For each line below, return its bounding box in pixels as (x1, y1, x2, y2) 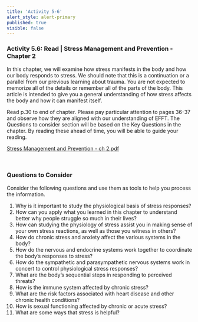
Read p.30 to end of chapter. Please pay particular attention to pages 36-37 (6, 108, 191, 115)
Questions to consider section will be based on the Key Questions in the (6, 121, 181, 128)
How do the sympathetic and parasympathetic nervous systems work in (15, 258, 190, 266)
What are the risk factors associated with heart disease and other (15, 290, 174, 297)
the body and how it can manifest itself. (6, 97, 103, 104)
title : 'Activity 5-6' (6, 8, 62, 15)
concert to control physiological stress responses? (15, 265, 138, 272)
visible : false (6, 25, 44, 31)
